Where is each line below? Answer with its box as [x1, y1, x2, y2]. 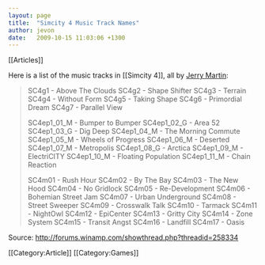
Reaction [27, 160, 57, 170]
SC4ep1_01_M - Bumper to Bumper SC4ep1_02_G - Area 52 [27, 118, 220, 127]
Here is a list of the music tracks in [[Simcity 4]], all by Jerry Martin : [8, 70, 229, 80]
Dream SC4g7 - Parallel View [27, 103, 123, 112]
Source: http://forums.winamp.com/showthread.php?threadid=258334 [8, 233, 239, 242]
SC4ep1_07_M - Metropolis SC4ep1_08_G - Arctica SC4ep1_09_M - [27, 143, 244, 153]
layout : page [8, 11, 51, 20]
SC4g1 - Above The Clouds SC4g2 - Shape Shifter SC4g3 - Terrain [27, 86, 247, 96]
